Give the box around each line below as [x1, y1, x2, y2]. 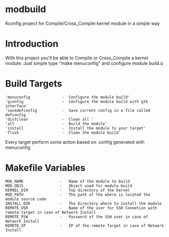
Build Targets [5, 78, 62, 90]
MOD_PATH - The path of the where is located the [5, 192, 151, 197]
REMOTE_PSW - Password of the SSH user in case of [5, 214, 148, 219]
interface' [5, 103, 28, 108]
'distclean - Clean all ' [5, 116, 94, 122]
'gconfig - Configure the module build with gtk [5, 99, 148, 104]
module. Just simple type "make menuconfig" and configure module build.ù [5, 60, 163, 66]
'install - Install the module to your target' [5, 126, 146, 131]
